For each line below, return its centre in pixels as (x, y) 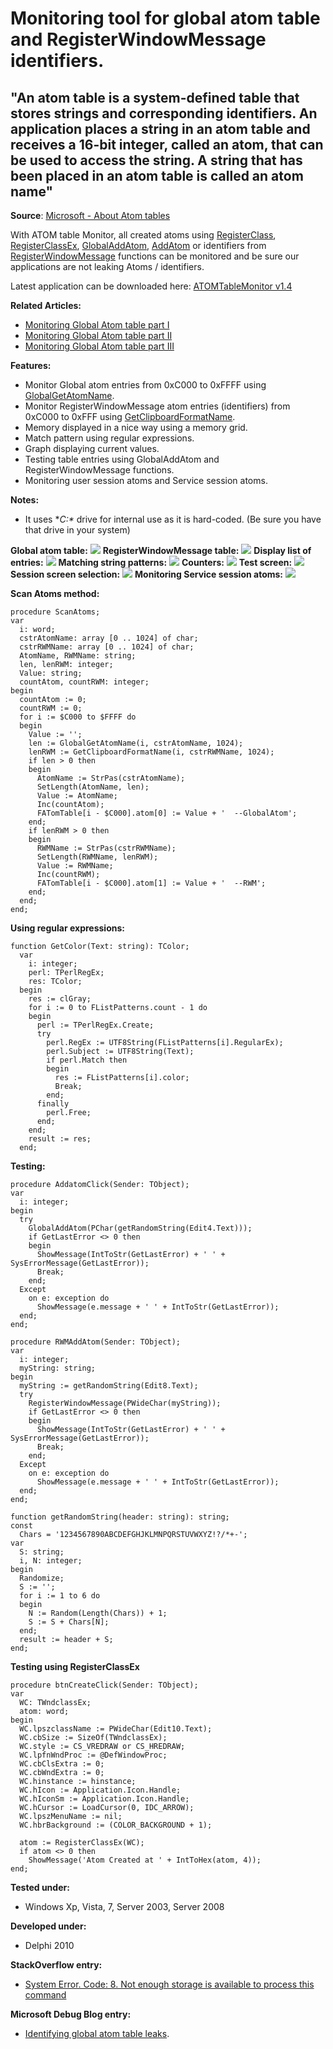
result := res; (60, 1139)
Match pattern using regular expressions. (109, 438)
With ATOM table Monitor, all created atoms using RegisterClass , (143, 235)
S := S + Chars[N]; (69, 1622)
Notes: (25, 500)
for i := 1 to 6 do (60, 1596)
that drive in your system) (77, 530)
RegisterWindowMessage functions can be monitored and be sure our (155, 256)
